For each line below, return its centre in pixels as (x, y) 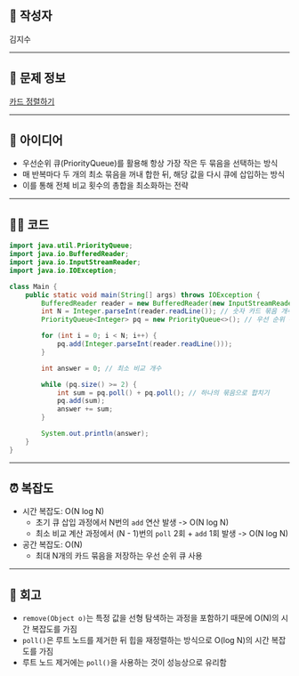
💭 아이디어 (36, 141)
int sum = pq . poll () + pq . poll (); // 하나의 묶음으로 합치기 (163, 393)
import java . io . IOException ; (63, 270)
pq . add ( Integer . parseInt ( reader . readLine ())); (145, 344)
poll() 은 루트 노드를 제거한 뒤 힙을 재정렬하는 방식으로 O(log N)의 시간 (145, 640)
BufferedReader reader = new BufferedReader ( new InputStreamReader (169, 303)
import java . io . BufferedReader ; (69, 254)
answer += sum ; (85, 409)
